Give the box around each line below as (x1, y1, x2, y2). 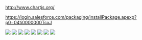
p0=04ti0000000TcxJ (5, 20, 52, 25)
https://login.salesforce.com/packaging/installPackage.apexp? (5, 14, 137, 20)
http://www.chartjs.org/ (5, 5, 55, 10)
